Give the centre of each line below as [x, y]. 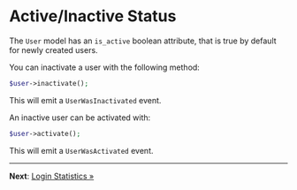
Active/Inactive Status [93, 16]
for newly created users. [54, 49]
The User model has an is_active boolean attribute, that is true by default [143, 41]
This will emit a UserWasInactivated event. [85, 100]
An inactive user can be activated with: [80, 118]
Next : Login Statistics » [52, 176]
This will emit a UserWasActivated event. [81, 150]
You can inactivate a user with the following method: [105, 67]
